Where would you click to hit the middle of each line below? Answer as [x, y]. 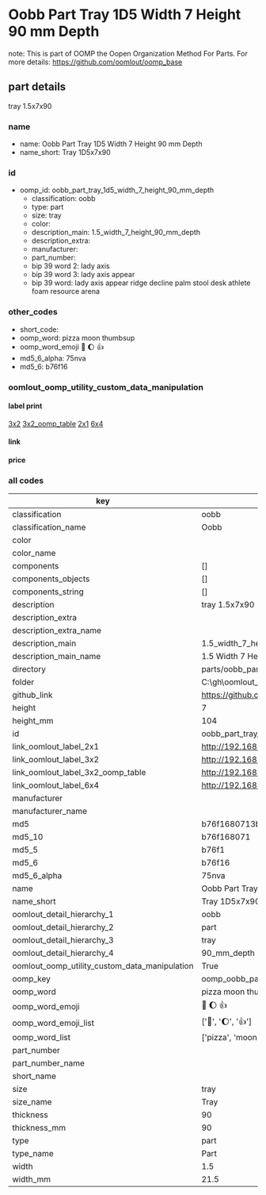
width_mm [32, 1179]
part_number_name [48, 1063]
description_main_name [57, 657]
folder [23, 682]
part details [37, 87]
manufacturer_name [50, 811]
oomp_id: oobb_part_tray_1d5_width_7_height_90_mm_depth [117, 190]
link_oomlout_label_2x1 [56, 746]
